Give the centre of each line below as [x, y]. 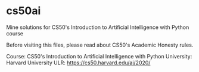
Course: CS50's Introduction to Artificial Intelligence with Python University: [99, 56]
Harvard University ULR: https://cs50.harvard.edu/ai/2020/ [78, 63]
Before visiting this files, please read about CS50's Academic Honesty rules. [100, 45]
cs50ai [24, 11]
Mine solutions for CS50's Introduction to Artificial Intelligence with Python [98, 27]
